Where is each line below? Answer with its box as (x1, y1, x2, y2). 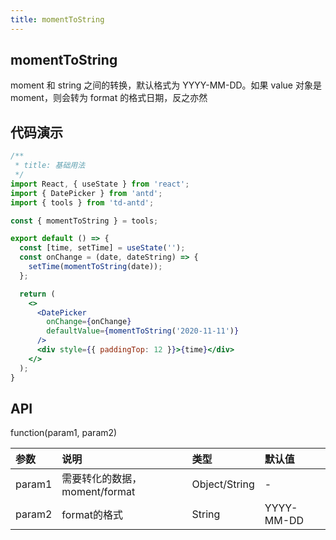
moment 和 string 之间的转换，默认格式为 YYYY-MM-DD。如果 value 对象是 (10, 79, 322, 91)
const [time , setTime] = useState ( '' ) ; (19, 243, 186, 253)
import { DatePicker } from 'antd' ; (10, 188, 163, 198)
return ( (19, 289, 56, 299)
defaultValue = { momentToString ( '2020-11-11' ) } (46, 326, 240, 336)
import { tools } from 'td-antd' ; (10, 197, 155, 208)
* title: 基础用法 (14, 161, 86, 171)
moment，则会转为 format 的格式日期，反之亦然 (10, 92, 208, 104)
